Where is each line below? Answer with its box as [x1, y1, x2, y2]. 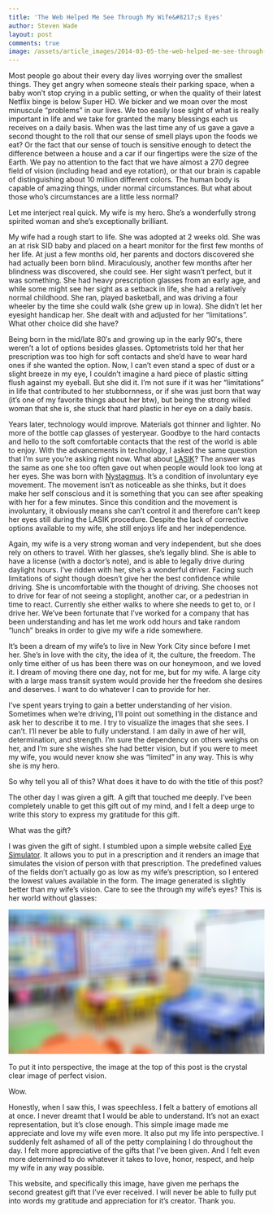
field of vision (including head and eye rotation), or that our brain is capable [8, 166, 262, 176]
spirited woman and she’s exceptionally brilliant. [8, 217, 169, 226]
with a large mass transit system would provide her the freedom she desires [8, 676, 262, 686]
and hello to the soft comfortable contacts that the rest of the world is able [8, 436, 258, 447]
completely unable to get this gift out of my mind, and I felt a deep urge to [8, 801, 255, 811]
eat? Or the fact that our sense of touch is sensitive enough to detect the [8, 140, 252, 150]
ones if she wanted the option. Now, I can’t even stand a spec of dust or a [8, 361, 255, 370]
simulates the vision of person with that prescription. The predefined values [8, 859, 262, 869]
